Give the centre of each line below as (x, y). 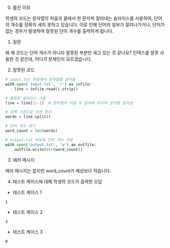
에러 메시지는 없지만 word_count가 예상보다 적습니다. (58, 171)
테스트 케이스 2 (28, 212)
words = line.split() (28, 117)
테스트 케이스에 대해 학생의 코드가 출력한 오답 (57, 181)
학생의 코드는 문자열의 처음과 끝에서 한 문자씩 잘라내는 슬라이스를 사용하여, (79, 18)
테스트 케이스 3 (28, 232)
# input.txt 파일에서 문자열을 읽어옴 (40, 79)
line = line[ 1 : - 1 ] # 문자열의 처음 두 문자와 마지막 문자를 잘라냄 (69, 103)
